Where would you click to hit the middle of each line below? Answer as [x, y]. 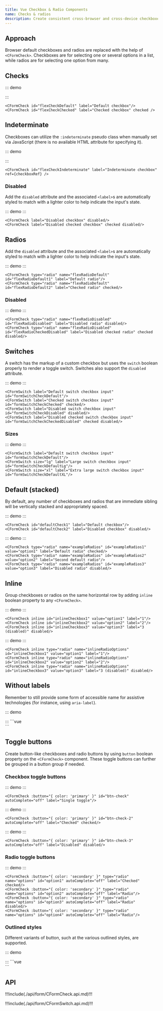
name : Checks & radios [28, 14]
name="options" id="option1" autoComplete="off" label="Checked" [72, 881]
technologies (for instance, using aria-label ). [51, 703]
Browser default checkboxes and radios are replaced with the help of [74, 50]
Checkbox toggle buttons [36, 777]
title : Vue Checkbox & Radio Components [47, 10]
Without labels [27, 686]
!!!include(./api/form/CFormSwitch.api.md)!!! [49, 1004]
